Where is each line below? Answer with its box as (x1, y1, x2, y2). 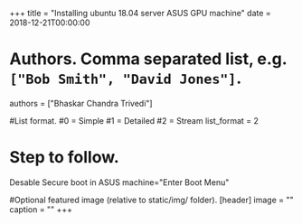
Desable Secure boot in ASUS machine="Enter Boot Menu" (9, 176, 230, 188)
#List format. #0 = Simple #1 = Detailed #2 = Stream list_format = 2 (9, 115, 260, 126)
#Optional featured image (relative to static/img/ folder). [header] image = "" (9, 194, 294, 205)
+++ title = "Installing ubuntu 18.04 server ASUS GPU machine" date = (9, 8, 271, 18)
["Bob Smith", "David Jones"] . (9, 68, 242, 89)
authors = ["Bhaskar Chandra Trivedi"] (9, 98, 153, 108)
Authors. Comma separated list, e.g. (9, 49, 288, 70)
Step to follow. (9, 147, 119, 168)
